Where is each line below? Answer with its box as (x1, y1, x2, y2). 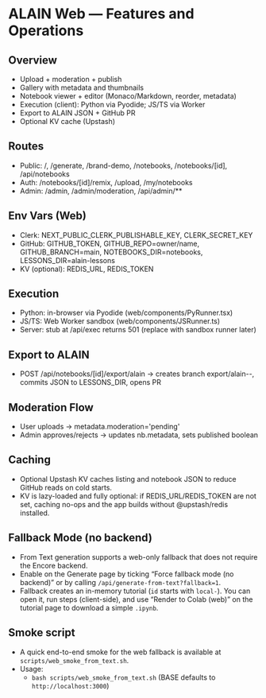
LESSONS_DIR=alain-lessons (19, 255, 115, 265)
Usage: (19, 664, 44, 673)
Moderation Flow (8, 401, 94, 414)
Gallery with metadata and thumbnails (19, 83, 145, 92)
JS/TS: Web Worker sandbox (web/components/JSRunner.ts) (19, 316, 221, 326)
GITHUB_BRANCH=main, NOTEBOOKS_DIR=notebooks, (19, 247, 203, 257)
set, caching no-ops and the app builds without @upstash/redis (19, 499, 229, 509)
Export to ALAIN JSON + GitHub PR (19, 108, 137, 118)
